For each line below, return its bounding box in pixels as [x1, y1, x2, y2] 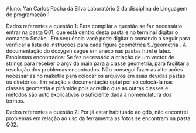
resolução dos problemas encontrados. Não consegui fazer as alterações [6, 66, 183, 73]
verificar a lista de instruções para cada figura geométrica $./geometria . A [6, 41, 187, 48]
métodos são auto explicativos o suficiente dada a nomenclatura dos [6, 91, 172, 98]
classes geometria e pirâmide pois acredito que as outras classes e [6, 85, 169, 91]
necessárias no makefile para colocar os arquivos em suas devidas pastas [6, 73, 185, 79]
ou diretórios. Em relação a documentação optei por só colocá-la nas [6, 79, 173, 86]
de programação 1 [6, 11, 50, 18]
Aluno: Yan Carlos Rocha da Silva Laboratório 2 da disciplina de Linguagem [6, 5, 188, 12]
